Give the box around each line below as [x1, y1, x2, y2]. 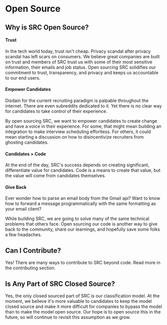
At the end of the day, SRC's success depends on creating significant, [5, 162, 149, 168]
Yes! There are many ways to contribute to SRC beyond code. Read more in [5, 260, 161, 266]
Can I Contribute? [5, 246, 61, 255]
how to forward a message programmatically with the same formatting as [5, 200, 156, 206]
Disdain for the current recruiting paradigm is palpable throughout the [5, 97, 149, 103]
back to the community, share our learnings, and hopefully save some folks [5, 227, 160, 233]
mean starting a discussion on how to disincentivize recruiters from [5, 134, 144, 140]
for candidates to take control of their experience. [5, 108, 107, 114]
